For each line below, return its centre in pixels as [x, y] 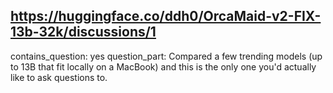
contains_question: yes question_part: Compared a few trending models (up [166, 56]
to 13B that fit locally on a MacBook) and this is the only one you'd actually [163, 66]
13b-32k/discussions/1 [83, 32]
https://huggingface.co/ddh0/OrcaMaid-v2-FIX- [166, 16]
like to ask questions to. [59, 77]
